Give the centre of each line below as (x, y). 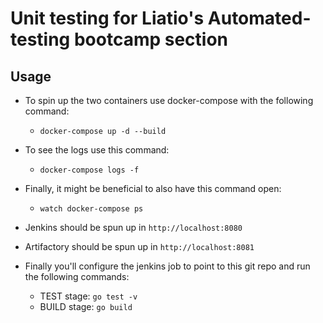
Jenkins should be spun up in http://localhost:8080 (133, 227)
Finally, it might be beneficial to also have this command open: (153, 188)
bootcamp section (151, 39)
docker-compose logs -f (89, 170)
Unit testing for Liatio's (107, 18)
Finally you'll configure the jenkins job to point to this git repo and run (167, 266)
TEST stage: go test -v (88, 296)
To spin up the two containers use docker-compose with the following (169, 100)
